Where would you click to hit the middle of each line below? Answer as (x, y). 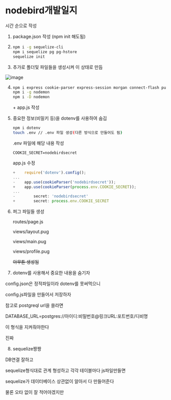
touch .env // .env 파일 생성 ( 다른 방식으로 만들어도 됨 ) (67, 133)
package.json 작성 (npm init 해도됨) (49, 36)
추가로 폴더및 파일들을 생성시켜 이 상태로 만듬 (58, 67)
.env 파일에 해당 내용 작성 (38, 143)
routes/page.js (28, 222)
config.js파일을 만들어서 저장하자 (38, 295)
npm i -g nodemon (31, 92)
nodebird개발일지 (41, 10)
